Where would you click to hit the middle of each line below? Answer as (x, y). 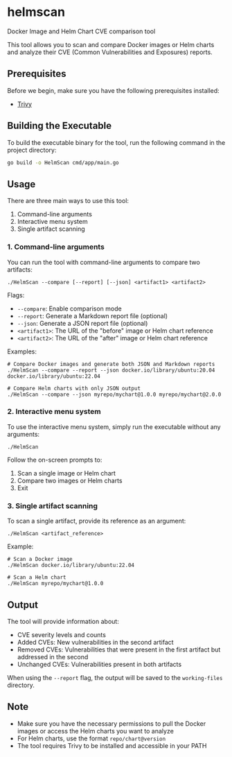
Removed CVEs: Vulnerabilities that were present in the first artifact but (119, 650)
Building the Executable (60, 126)
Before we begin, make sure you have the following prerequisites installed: (113, 90)
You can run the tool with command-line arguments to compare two (104, 262)
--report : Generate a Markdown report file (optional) (92, 315)
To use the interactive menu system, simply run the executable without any (114, 426)
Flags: (16, 295)
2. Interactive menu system (54, 412)
